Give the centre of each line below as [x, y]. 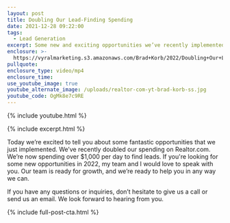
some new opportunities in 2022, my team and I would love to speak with [110, 164]
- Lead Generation [40, 39]
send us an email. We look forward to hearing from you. [86, 199]
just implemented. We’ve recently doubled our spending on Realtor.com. [109, 149]
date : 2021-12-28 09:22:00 [46, 26]
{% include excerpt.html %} [46, 129]
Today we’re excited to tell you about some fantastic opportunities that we [111, 142]
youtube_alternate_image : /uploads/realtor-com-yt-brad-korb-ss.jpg [107, 90]
